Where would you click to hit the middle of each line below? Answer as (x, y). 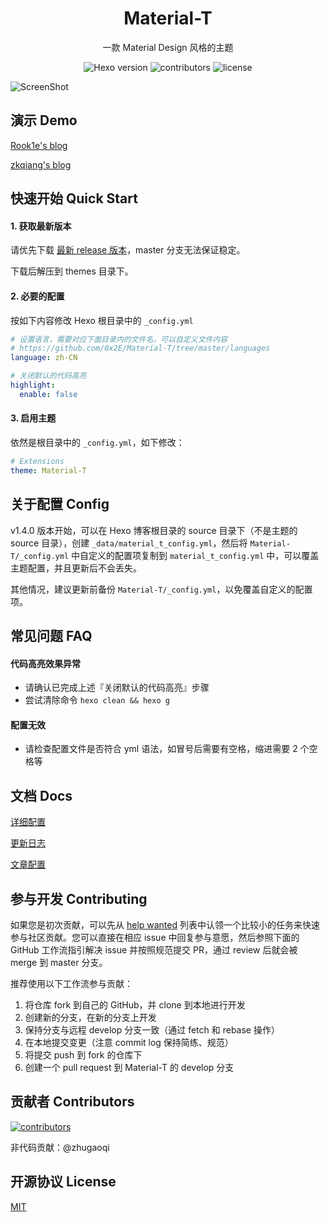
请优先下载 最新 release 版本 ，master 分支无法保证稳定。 (128, 250)
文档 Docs (41, 795)
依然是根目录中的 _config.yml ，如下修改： (97, 442)
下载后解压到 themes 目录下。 (72, 271)
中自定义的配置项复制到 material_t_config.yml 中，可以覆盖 (195, 555)
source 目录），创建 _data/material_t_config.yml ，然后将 (129, 543)
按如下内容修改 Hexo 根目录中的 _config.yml (102, 320)
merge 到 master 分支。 (59, 962)
